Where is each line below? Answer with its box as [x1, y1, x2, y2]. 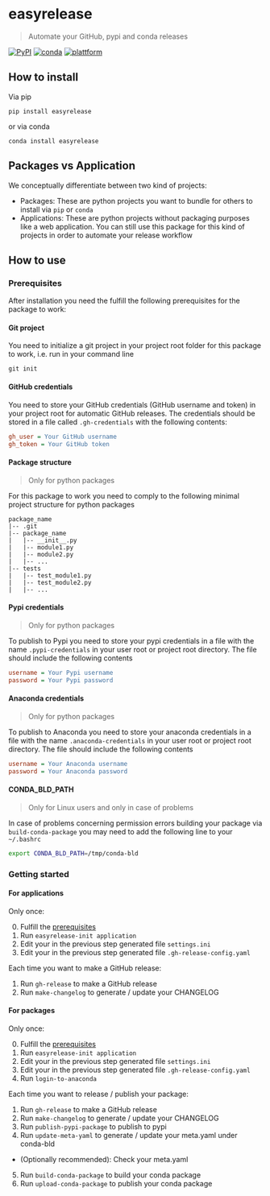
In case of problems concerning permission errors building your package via [8, 818, 263, 828]
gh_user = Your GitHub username [8, 432, 117, 441]
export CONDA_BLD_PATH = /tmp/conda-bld [8, 849, 139, 858]
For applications [8, 888, 64, 898]
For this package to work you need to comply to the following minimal [8, 490, 240, 500]
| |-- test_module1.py [8, 571, 92, 580]
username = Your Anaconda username [8, 759, 128, 768]
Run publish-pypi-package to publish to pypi [19, 1121, 167, 1132]
